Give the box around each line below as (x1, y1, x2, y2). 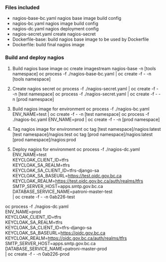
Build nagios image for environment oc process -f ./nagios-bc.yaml (12, 106, 150, 112)
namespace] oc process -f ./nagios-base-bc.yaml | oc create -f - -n (12, 71, 152, 77)
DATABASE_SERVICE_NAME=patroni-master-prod (5, 246, 108, 252)
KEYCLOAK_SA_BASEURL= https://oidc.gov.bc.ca (5, 230, 106, 236)
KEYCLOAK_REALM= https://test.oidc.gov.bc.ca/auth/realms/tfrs (12, 178, 144, 184)
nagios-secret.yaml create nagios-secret (12, 31, 96, 37)
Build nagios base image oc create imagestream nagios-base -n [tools (12, 65, 156, 71)
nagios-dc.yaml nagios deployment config (12, 26, 99, 32)
